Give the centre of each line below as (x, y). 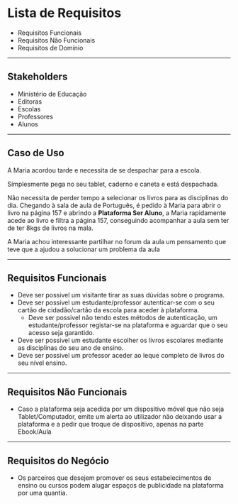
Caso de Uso (36, 153)
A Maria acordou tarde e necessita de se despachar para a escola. (104, 170)
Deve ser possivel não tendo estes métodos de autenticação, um (123, 318)
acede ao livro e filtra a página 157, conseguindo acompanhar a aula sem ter (118, 220)
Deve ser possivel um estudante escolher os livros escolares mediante (120, 340)
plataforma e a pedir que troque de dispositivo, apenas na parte (110, 424)
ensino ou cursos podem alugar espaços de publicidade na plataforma (121, 485)
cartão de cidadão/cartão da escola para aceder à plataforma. (108, 310)
